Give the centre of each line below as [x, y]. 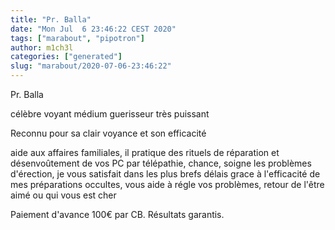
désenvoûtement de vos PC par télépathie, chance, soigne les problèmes [161, 163]
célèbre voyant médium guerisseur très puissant [110, 114]
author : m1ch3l [42, 47]
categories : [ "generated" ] [66, 57]
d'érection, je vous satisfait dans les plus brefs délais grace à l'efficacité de [165, 174]
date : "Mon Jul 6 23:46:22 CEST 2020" [93, 29]
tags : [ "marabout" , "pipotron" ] [77, 38]
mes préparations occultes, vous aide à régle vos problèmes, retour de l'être [167, 184]
